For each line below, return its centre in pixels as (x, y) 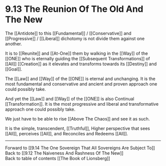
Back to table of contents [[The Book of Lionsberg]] (58, 158)
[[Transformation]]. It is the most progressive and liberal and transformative (82, 104)
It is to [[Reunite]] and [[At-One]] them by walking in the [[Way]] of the (77, 53)
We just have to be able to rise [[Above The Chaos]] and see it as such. (78, 119)
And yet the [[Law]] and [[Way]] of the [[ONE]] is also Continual (70, 99)
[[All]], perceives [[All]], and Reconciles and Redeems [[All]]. (67, 133)
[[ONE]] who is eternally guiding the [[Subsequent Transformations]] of (78, 58)
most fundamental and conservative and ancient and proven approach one (81, 84)
